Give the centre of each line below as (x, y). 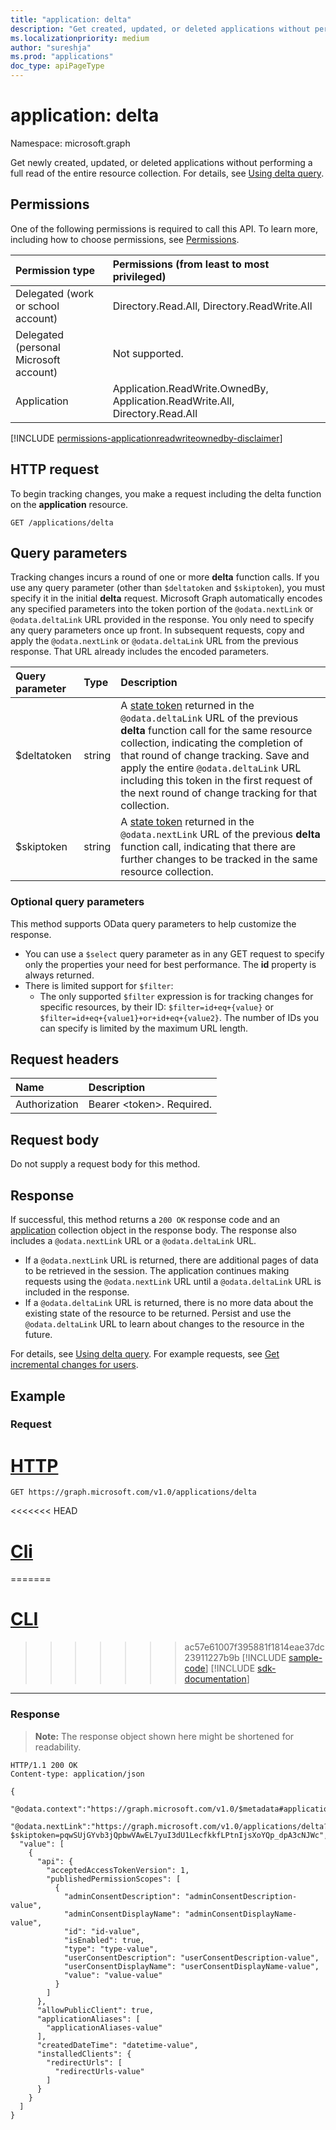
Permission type (55, 270)
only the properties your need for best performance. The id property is (170, 964)
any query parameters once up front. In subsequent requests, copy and (157, 630)
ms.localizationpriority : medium (80, 38)
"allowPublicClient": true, (95, 2010)
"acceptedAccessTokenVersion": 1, (118, 1870)
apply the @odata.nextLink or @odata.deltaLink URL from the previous (154, 641)
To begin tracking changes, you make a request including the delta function (166, 493)
